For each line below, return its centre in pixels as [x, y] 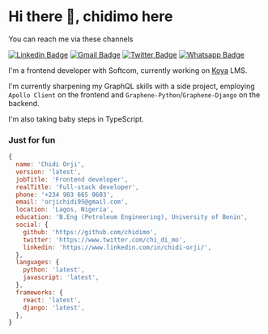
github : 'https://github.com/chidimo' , [90, 232]
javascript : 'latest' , [61, 278]
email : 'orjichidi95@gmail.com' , [72, 202]
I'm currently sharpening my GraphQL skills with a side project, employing [132, 86]
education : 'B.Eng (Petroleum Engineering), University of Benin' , [132, 217]
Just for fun [32, 139]
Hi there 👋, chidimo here [91, 17]
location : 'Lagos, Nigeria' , [65, 210]
